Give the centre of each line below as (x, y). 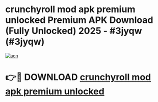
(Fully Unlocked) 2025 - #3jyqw (74, 31)
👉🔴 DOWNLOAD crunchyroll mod (78, 77)
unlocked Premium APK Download (79, 20)
